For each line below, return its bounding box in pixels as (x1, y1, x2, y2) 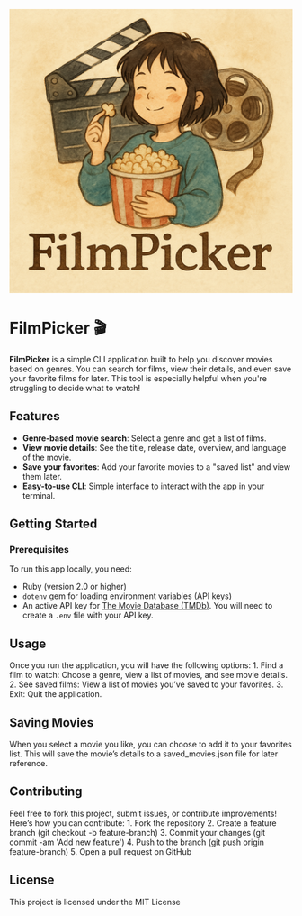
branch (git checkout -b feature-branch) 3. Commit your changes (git (9, 827, 266, 838)
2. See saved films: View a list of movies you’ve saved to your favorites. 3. (9, 679, 284, 690)
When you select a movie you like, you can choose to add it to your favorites (9, 739, 292, 750)
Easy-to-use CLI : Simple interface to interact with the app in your (22, 481, 265, 491)
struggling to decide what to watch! (9, 382, 141, 393)
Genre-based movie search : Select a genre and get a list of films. (22, 433, 267, 444)
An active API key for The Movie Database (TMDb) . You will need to (22, 600, 273, 611)
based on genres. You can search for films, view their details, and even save (9, 363, 292, 374)
